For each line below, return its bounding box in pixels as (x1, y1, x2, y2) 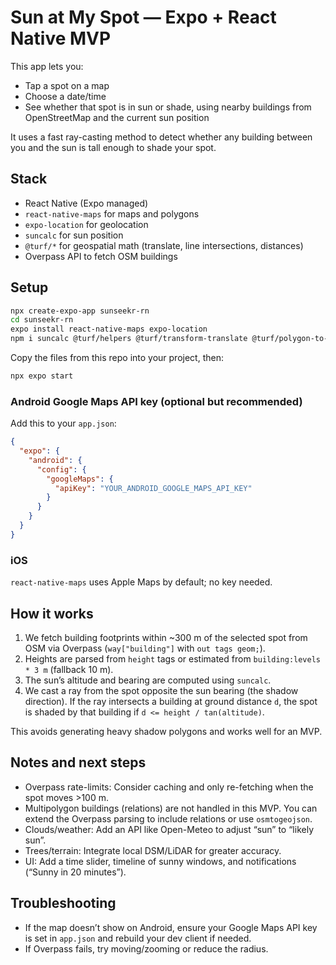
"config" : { (36, 464, 87, 475)
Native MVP (10, 27, 112, 50)
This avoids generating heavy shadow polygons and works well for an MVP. (10, 725, 323, 737)
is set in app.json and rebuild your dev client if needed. (24, 932, 252, 944)
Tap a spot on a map (24, 79, 110, 91)
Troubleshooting (10, 895, 117, 912)
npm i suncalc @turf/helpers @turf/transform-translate (10, 334, 248, 344)
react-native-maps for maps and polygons (24, 207, 200, 220)
